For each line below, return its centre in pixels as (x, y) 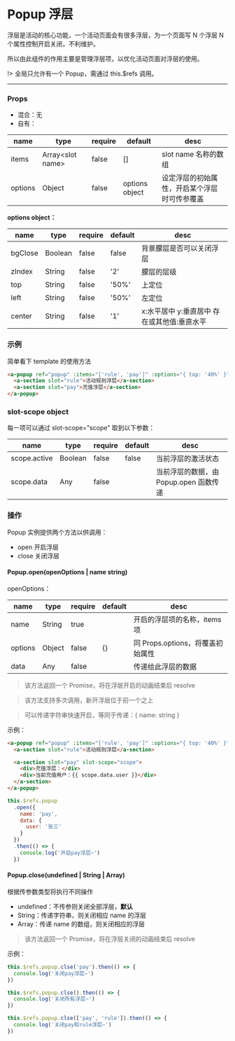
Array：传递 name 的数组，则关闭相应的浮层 (81, 923)
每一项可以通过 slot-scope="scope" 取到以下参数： (81, 428)
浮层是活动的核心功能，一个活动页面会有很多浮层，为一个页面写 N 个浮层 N (115, 35)
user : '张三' (44, 827)
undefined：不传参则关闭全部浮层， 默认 (75, 906)
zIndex (22, 271)
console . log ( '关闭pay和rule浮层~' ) (63, 1025)
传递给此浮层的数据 (165, 667)
